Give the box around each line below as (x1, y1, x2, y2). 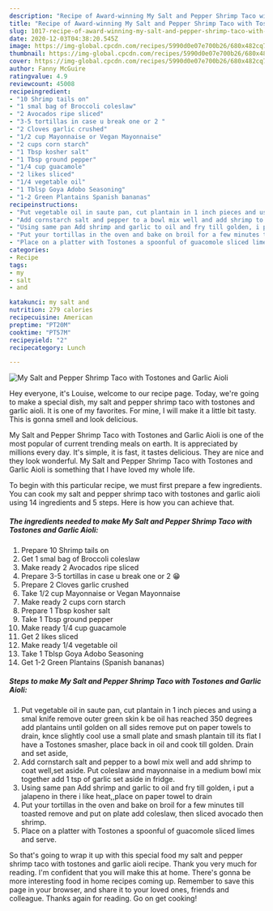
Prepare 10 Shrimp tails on (20, 546, 109, 555)
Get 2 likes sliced (20, 632, 79, 641)
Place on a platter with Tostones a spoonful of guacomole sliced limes (20, 826, 255, 836)
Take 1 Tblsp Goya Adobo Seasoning (20, 649, 144, 658)
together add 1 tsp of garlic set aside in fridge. (20, 775, 176, 784)
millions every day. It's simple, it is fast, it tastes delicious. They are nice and (9, 447, 264, 457)
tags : (9, 261, 28, 269)
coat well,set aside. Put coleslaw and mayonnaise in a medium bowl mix (20, 766, 262, 775)
